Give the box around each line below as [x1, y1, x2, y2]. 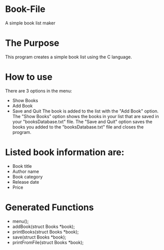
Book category [12, 173, 43, 180]
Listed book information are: [5, 147, 125, 158]
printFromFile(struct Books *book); [12, 239, 84, 245]
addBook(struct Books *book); [12, 223, 75, 230]
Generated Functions [5, 202, 94, 213]
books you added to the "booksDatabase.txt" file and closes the [12, 124, 144, 130]
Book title [12, 163, 32, 169]
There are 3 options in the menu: [5, 88, 72, 94]
